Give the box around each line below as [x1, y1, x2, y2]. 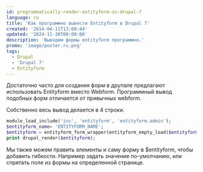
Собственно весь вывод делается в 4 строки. [6, 107, 125, 114]
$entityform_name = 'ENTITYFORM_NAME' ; [6, 124, 104, 130]
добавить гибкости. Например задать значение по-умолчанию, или [6, 152, 182, 159]
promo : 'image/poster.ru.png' [6, 43, 83, 49]
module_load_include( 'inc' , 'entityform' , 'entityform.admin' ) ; [6, 118, 172, 124]
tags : [6, 48, 20, 55]
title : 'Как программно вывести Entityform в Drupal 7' [6, 20, 150, 26]
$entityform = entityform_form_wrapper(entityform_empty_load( [6, 130, 169, 136]
